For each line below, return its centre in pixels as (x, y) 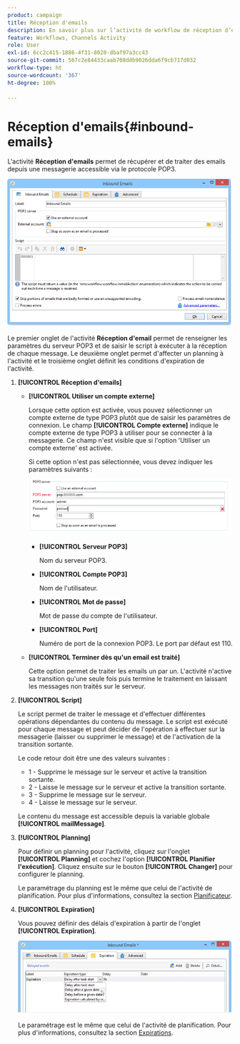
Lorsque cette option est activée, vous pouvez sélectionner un (120, 410)
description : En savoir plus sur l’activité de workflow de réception (115, 30)
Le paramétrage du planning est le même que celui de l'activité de (115, 888)
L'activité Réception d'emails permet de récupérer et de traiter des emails (116, 161)
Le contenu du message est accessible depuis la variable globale (114, 816)
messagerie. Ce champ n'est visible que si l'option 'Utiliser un (119, 441)
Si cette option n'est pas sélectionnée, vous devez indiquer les (120, 462)
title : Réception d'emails (47, 22)
